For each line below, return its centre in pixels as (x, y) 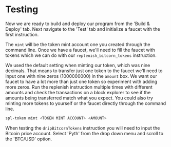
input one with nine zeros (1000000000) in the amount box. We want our (81, 76)
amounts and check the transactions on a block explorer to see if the (78, 92)
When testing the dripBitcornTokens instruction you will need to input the (83, 128)
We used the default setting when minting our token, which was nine (78, 65)
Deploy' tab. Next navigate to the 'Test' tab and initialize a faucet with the (83, 29)
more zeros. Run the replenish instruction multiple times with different (79, 87)
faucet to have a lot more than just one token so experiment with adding (81, 81)
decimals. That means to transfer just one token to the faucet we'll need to (84, 71)
